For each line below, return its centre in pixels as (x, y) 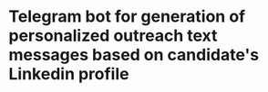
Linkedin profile (69, 74)
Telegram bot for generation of (127, 17)
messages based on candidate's (134, 55)
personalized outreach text (113, 36)
